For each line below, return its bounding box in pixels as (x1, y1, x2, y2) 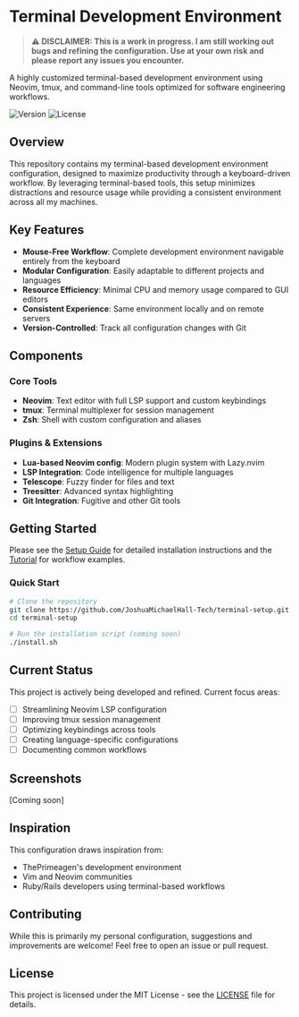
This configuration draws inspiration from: (9, 844, 163, 855)
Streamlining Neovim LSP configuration (21, 704, 167, 714)
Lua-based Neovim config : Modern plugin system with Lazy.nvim (21, 457, 265, 467)
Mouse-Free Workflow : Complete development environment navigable (21, 246, 284, 257)
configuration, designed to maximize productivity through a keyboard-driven (9, 167, 291, 178)
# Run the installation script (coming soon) (9, 629, 181, 639)
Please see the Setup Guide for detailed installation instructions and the (9, 544, 272, 556)
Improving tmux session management (21, 714, 161, 724)
